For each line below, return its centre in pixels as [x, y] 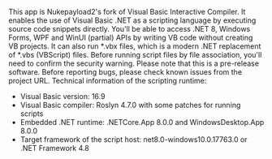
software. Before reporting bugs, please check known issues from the [125, 72]
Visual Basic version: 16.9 [63, 96]
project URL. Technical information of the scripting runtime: [108, 81]
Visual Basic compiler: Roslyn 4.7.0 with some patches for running [130, 105]
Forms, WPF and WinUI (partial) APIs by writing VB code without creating [131, 37]
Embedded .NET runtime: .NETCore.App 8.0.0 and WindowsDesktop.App [142, 122]
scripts [32, 114]
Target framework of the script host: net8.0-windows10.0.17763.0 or [134, 140]
